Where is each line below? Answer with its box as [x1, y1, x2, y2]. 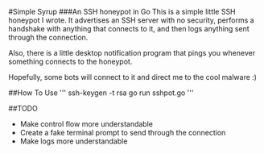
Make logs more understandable [19, 136, 128, 146]
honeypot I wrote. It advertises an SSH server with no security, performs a [8, 15, 255, 25]
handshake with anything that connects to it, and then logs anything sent [8, 24, 250, 33]
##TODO [8, 104, 38, 113]
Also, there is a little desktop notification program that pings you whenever [8, 48, 256, 57]
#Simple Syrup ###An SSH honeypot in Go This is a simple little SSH [8, 7, 236, 16]
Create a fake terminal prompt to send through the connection [19, 128, 226, 137]
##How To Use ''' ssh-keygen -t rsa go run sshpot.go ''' [8, 88, 194, 98]
